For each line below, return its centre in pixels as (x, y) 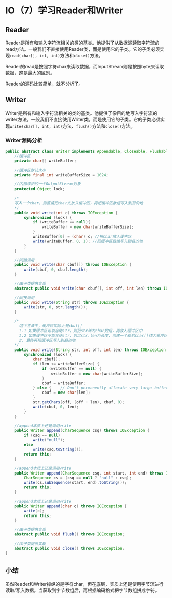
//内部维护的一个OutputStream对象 (48, 184)
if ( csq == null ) (42, 435)
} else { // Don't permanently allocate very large (92, 388)
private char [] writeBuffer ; (46, 161)
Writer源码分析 (24, 140)
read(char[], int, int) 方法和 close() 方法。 (57, 55)
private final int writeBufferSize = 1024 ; (62, 175)
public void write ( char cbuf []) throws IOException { (73, 265)
